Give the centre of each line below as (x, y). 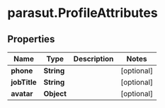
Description (93, 59)
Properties (31, 39)
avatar (22, 94)
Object (55, 94)
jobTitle (24, 82)
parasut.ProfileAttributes (82, 13)
